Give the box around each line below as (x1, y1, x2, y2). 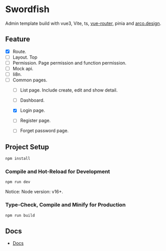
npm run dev (5, 180, 30, 185)
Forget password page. (20, 128, 69, 134)
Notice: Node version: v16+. (5, 189, 63, 195)
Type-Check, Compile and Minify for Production (5, 201, 126, 208)
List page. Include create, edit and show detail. (20, 87, 118, 93)
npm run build (5, 213, 35, 218)
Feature (5, 35, 30, 44)
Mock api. (12, 65, 34, 71)
